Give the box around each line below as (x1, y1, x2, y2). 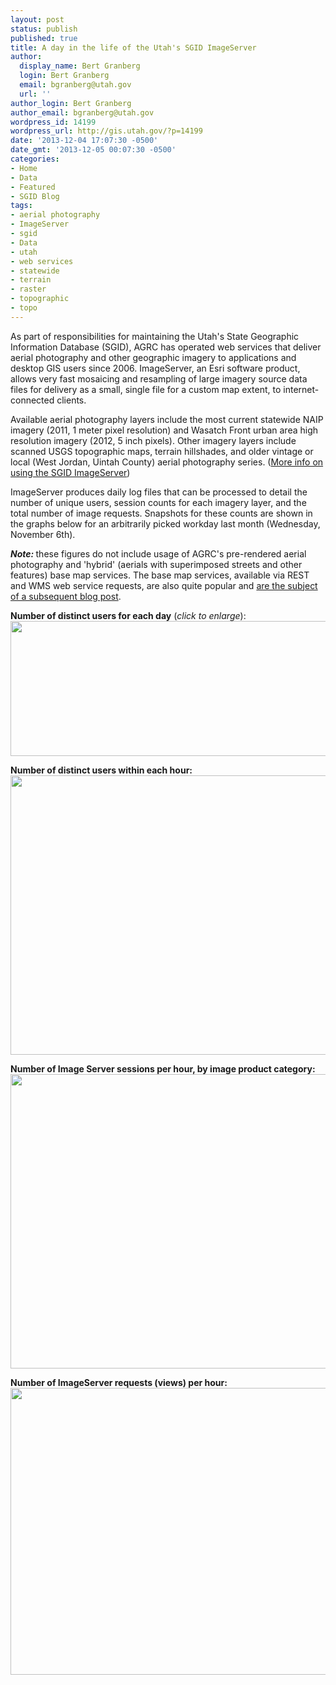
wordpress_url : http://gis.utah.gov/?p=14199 (10, 126, 203, 136)
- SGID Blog (10, 191, 60, 201)
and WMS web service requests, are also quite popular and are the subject (10, 579, 318, 591)
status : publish (10, 24, 78, 34)
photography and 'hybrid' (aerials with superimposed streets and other (10, 558, 303, 570)
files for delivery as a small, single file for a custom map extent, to (10, 383, 282, 395)
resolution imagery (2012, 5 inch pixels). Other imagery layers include (10, 434, 297, 446)
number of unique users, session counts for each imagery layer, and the (10, 496, 307, 508)
